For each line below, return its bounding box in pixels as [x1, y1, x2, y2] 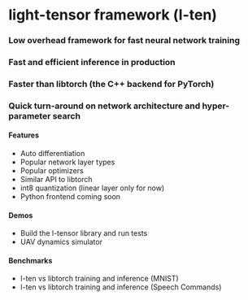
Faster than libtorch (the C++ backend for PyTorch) [8, 78, 215, 89]
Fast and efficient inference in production [8, 57, 176, 68]
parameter [8, 110, 51, 121]
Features [8, 130, 39, 140]
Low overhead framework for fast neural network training [8, 35, 240, 46]
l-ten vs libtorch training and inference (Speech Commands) [20, 282, 222, 292]
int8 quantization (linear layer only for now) [20, 183, 165, 193]
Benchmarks [8, 255, 53, 265]
